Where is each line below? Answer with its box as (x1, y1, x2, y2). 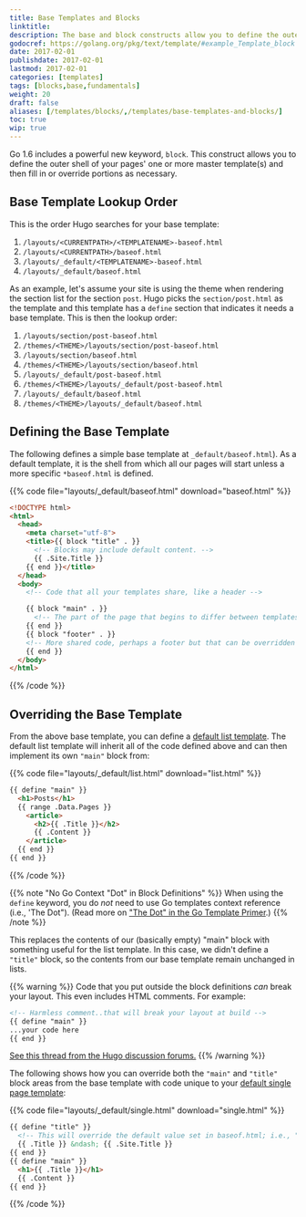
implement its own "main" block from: (9, 750, 150, 762)
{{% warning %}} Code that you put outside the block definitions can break (9, 981, 292, 992)
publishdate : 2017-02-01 (9, 56, 104, 65)
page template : (9, 1087, 66, 1098)
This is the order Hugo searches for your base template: (9, 218, 220, 229)
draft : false (9, 98, 59, 108)
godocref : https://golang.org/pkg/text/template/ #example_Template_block (9, 38, 296, 48)
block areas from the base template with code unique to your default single (9, 1077, 291, 1088)
